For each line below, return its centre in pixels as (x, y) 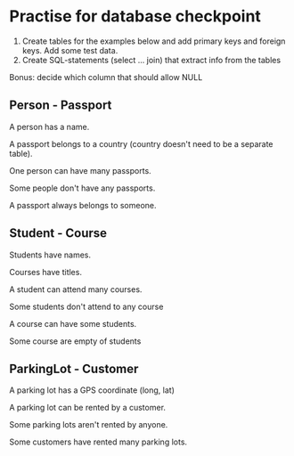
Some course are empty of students (75, 341)
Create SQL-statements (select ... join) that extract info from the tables (151, 60)
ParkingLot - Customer (74, 368)
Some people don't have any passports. (82, 188)
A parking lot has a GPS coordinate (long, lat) (92, 390)
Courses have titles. (46, 272)
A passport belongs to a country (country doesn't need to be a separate (141, 143)
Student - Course (58, 233)
